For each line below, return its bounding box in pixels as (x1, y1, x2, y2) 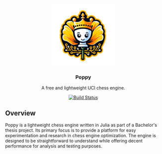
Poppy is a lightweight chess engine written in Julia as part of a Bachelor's (5, 122, 158, 128)
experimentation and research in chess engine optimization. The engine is (5, 133, 156, 139)
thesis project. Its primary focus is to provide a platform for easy (5, 127, 136, 133)
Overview (5, 109, 36, 117)
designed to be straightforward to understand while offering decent (5, 138, 143, 144)
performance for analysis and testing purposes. (5, 143, 103, 149)
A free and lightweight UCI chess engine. (41, 85, 125, 91)
